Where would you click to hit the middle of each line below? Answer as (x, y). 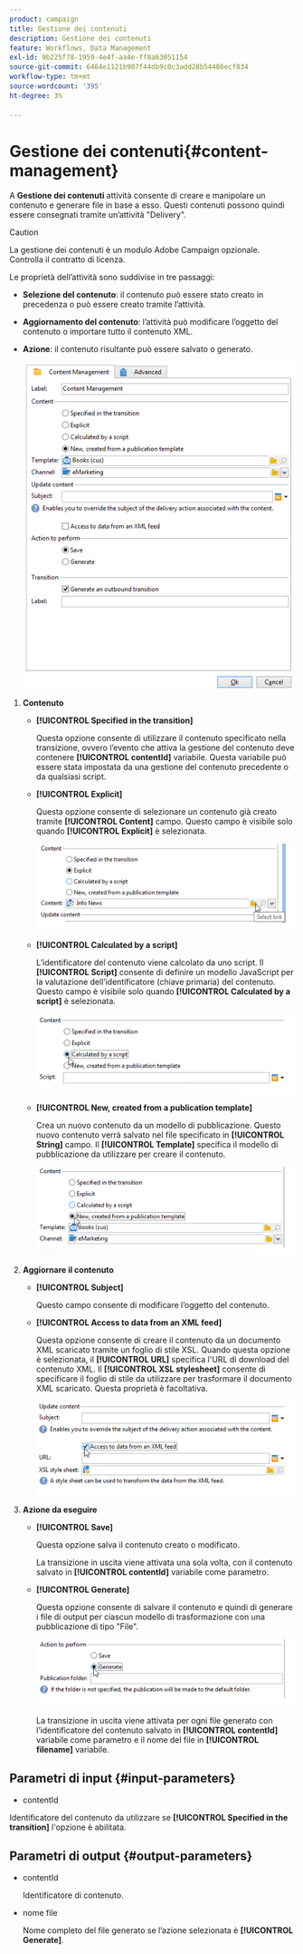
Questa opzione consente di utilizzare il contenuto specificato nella (161, 738)
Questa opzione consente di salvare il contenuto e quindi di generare (164, 1607)
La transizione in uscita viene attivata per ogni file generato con (154, 1721)
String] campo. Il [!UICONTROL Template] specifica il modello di (157, 1144)
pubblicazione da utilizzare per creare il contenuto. (131, 1154)
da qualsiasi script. (71, 777)
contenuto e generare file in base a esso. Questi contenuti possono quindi (147, 205)
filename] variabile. (73, 1750)
